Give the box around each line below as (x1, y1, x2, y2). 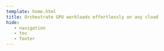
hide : (6, 19, 19, 25)
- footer (13, 36, 35, 42)
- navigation (13, 25, 46, 31)
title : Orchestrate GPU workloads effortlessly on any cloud (6, 14, 159, 20)
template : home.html (6, 8, 57, 15)
